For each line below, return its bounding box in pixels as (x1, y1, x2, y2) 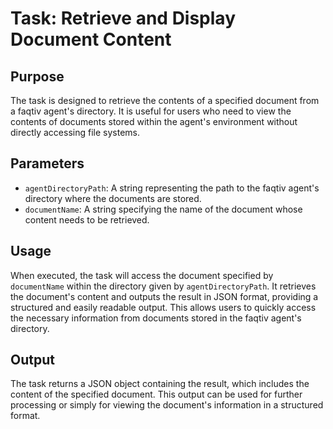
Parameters (10, 155, 85, 172)
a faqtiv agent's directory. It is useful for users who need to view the (10, 105, 292, 117)
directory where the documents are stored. (24, 192, 202, 204)
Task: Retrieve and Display (10, 7, 236, 30)
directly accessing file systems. (10, 127, 140, 138)
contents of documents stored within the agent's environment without (10, 116, 298, 127)
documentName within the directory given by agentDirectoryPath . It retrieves (10, 280, 317, 292)
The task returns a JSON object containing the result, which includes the (10, 378, 310, 390)
